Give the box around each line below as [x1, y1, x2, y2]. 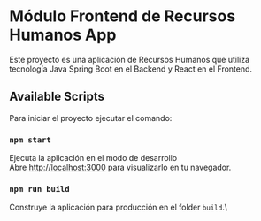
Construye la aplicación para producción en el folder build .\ [9, 202, 228, 213]
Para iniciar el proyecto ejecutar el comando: [9, 112, 173, 123]
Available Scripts [9, 89, 104, 104]
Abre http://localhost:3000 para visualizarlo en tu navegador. [9, 162, 232, 173]
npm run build [9, 184, 70, 194]
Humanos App [9, 25, 117, 45]
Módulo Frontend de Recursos [9, 6, 236, 27]
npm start [9, 134, 51, 145]
